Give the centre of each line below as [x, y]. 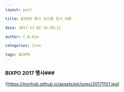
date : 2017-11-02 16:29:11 [33, 28]
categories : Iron [23, 46]
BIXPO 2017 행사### [30, 73]
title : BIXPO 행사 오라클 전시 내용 [39, 19]
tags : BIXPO [17, 55]
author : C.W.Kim [22, 37]
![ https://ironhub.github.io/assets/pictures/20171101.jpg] [62, 84]
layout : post [19, 10]
